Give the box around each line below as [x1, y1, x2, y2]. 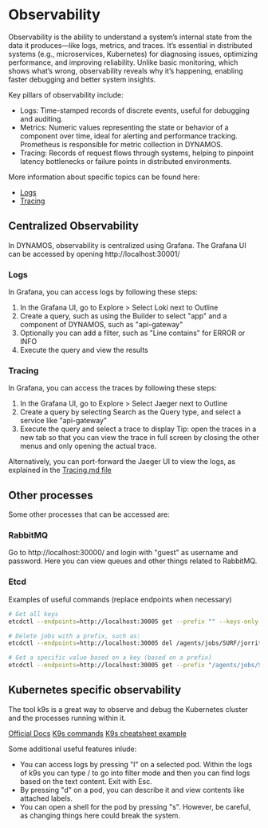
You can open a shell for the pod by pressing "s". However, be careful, [19, 802, 251, 811]
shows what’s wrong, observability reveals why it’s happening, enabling [8, 66, 243, 75]
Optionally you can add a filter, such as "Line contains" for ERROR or [19, 328, 246, 338]
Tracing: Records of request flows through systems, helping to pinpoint [19, 148, 254, 158]
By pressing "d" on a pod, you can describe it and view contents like [19, 785, 245, 794]
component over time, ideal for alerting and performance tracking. [19, 130, 238, 141]
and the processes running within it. [8, 713, 126, 722]
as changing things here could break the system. [19, 810, 181, 820]
